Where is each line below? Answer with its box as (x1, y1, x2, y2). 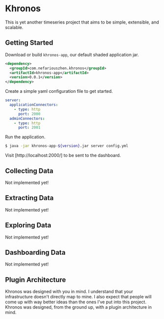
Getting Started (5, 39, 54, 47)
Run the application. (5, 134, 46, 140)
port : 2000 (18, 111, 41, 116)
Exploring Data (5, 221, 52, 230)
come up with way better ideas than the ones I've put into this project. (5, 299, 146, 305)
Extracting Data (5, 194, 54, 202)
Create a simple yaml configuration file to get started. (5, 88, 113, 94)
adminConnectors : (9, 116, 45, 121)
